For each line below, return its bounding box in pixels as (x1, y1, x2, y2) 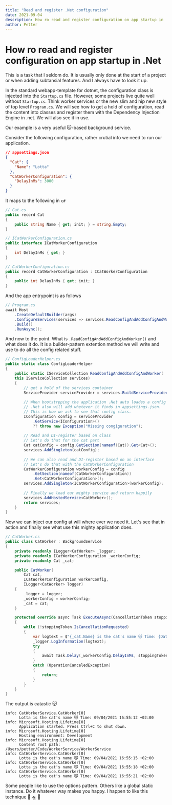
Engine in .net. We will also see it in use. (5, 115, 90, 121)
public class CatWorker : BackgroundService (5, 539, 102, 544)
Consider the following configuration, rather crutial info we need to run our (5, 135, 162, 141)
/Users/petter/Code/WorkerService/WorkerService (5, 746, 111, 752)
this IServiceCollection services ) (14, 376, 91, 381)
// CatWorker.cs (5, 534, 40, 540)
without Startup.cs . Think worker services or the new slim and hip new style (5, 98, 167, 104)
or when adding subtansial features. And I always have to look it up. (5, 78, 148, 84)
